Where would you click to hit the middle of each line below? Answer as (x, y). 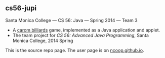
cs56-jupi (21, 8)
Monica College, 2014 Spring (43, 40)
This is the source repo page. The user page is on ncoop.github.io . (75, 50)
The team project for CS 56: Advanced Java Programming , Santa (81, 35)
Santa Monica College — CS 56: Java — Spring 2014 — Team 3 (71, 20)
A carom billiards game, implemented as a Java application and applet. (86, 30)
